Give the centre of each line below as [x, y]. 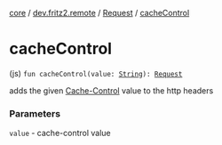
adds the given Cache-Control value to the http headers [111, 90]
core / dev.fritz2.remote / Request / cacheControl [99, 13]
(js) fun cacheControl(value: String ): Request [96, 73]
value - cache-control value [60, 133]
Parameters [35, 113]
